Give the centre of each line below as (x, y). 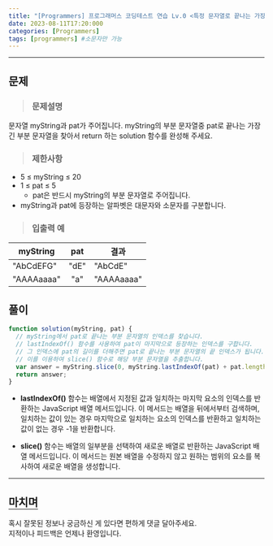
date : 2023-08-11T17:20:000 (56, 24)
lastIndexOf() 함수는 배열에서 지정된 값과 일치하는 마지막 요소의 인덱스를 (136, 398)
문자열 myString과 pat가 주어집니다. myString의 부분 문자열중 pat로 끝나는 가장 (135, 125)
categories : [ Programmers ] (54, 31)
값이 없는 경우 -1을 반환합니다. (68, 429)
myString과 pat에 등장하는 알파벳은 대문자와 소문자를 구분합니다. (123, 206)
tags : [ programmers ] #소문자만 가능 (65, 39)
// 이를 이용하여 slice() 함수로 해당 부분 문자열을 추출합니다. (110, 359)
